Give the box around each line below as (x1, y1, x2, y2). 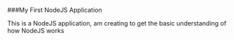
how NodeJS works (7, 27, 65, 34)
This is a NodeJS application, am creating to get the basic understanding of (7, 19, 227, 27)
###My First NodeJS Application (7, 6, 102, 14)
